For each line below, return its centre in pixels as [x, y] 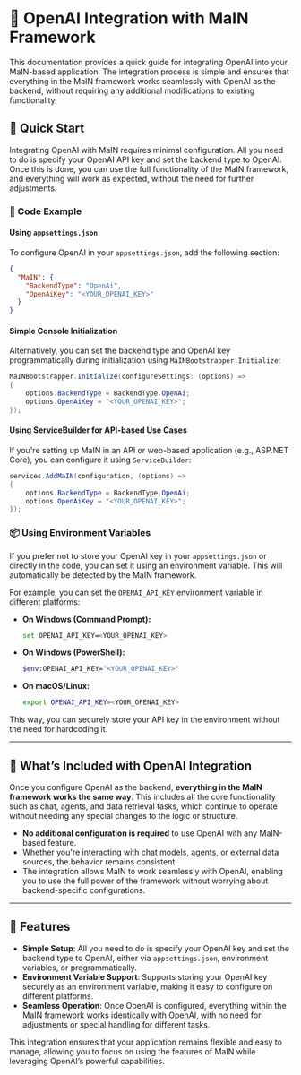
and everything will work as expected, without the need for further [132, 178]
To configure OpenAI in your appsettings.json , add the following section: [145, 252]
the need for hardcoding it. [59, 729]
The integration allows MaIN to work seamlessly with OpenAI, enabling [153, 872]
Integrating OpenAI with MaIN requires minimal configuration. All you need [146, 150]
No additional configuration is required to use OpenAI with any [140, 833]
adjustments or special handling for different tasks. [116, 1024]
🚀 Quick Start [47, 129]
